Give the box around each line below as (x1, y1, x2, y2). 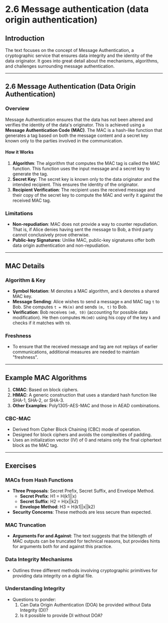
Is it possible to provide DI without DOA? (19, 612, 103, 618)
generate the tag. (12, 171, 48, 177)
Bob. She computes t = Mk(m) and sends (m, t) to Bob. (12, 304, 128, 310)
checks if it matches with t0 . (12, 320, 71, 326)
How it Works (5, 149, 34, 155)
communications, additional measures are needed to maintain (12, 349, 140, 355)
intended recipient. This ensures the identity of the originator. (12, 181, 139, 187)
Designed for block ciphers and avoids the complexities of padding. (12, 432, 152, 438)
